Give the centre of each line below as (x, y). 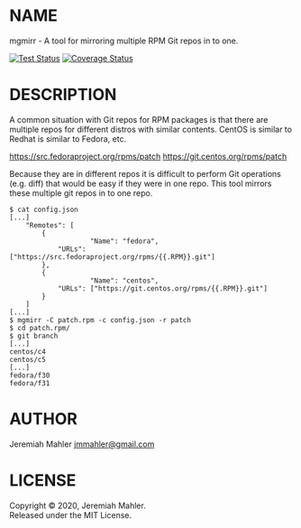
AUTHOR (44, 419)
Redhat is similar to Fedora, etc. (68, 139)
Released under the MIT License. (71, 514)
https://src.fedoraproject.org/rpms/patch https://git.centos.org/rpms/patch (148, 156)
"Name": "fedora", (124, 241)
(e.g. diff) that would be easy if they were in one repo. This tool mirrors (141, 183)
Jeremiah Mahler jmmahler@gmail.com (82, 444)
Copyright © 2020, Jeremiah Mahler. (78, 505)
